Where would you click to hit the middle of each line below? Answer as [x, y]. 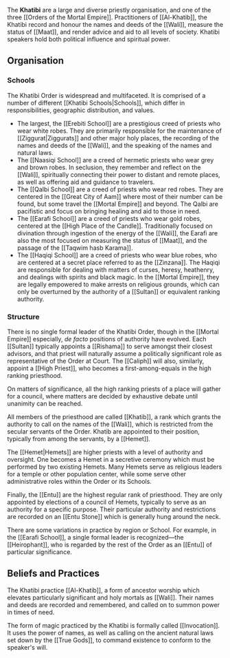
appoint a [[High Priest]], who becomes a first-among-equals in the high [109, 368]
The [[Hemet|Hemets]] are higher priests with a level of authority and [105, 452]
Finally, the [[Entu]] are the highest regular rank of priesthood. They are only [115, 494]
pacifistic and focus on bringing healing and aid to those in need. [109, 211]
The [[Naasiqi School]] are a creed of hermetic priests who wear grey [115, 160]
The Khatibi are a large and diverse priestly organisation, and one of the [109, 10]
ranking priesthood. [35, 375]
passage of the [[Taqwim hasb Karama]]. [75, 248]
